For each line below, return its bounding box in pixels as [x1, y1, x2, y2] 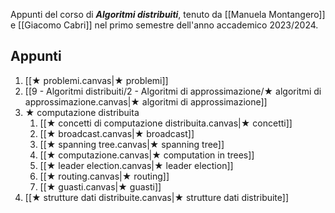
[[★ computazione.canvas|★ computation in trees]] [39, 149, 255, 161]
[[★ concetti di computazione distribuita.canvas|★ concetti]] [39, 117, 293, 129]
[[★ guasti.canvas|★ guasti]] [39, 180, 162, 193]
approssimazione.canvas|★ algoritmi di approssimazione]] [24, 95, 268, 108]
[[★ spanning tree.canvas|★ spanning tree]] [39, 138, 225, 150]
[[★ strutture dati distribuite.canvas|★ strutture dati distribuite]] [24, 191, 290, 203]
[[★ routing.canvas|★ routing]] [39, 170, 170, 182]
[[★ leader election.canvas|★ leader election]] [39, 159, 234, 171]
